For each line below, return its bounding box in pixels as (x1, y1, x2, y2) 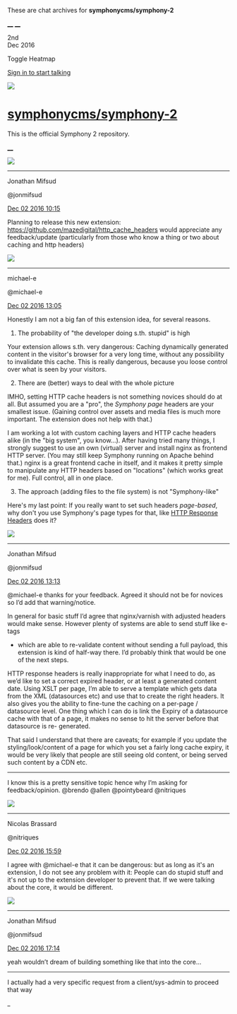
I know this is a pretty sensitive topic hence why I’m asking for (7, 778, 188, 786)
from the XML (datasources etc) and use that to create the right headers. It (7, 692, 224, 700)
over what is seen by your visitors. (7, 365, 107, 373)
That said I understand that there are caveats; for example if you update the (7, 735, 227, 744)
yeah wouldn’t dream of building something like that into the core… (7, 957, 202, 966)
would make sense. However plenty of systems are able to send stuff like (7, 619, 220, 627)
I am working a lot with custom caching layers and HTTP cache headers (7, 428, 217, 437)
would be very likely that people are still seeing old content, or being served (7, 750, 228, 759)
